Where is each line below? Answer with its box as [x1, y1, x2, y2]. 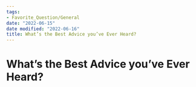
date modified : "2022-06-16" [6, 25, 80, 32]
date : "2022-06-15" [6, 20, 56, 26]
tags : [6, 8, 20, 15]
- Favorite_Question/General [6, 14, 80, 21]
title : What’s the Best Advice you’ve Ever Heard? [6, 31, 137, 37]
